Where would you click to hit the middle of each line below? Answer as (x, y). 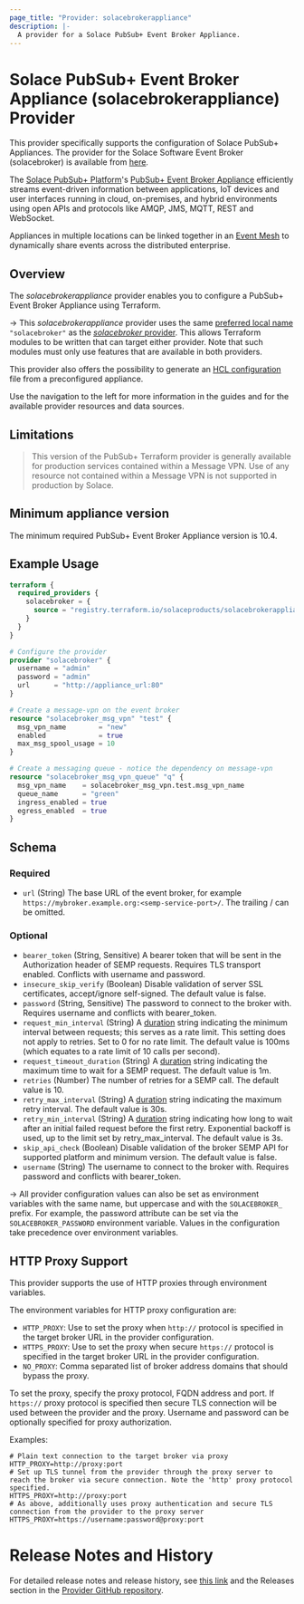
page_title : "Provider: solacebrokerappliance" (101, 18)
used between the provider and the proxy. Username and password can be (149, 1413)
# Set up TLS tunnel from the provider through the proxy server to (141, 1473)
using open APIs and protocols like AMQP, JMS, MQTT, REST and (132, 208)
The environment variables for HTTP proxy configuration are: (123, 1311)
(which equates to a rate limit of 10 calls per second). (121, 1052)
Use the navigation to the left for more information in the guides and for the (149, 397)
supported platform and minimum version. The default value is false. (150, 1157)
